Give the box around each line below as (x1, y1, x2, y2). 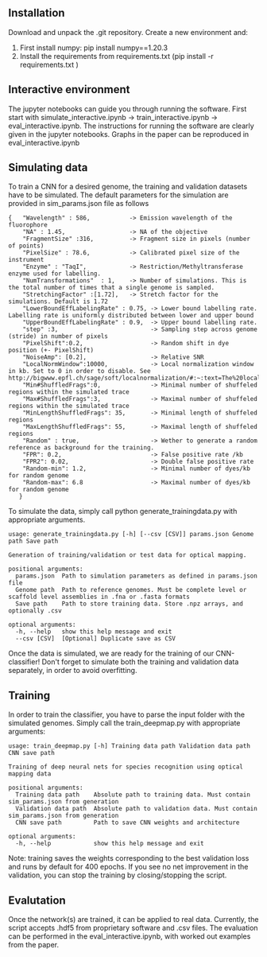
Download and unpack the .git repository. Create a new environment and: (8, 27, 249, 37)
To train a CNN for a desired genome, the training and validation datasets (8, 182, 248, 192)
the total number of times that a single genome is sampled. (8, 284, 215, 292)
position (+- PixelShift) (8, 346, 94, 355)
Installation (8, 6, 65, 20)
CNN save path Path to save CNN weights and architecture (15, 819, 240, 827)
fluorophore (8, 221, 48, 229)
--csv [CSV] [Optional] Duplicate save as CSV (15, 635, 176, 643)
